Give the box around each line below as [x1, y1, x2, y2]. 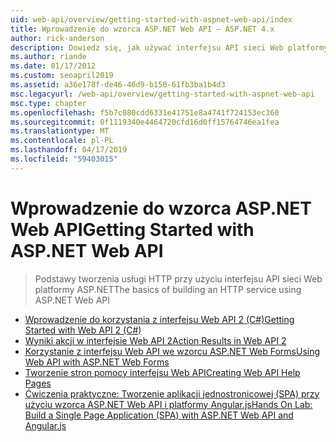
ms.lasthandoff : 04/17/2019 [10, 145, 128, 155]
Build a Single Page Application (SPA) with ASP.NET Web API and [24, 409, 294, 421]
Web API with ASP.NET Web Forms [24, 356, 170, 368]
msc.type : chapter [10, 98, 87, 108]
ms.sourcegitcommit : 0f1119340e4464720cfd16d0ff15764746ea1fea [10, 117, 280, 127]
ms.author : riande [10, 52, 87, 62]
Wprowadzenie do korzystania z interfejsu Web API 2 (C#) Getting [24, 313, 295, 325]
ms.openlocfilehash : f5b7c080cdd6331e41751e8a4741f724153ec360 [10, 107, 280, 118]
